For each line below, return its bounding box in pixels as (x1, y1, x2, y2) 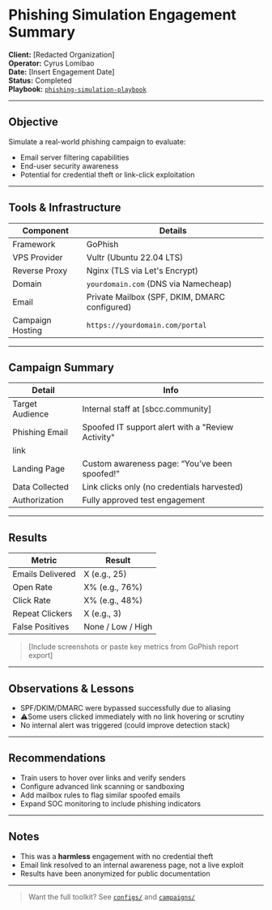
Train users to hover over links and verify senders (19, 772, 186, 783)
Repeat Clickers (12, 608, 73, 619)
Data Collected (12, 481, 69, 493)
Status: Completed (8, 75, 72, 85)
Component (22, 224, 69, 236)
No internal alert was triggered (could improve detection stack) (19, 720, 231, 730)
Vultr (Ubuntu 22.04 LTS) (86, 251, 184, 263)
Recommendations (8, 751, 106, 765)
